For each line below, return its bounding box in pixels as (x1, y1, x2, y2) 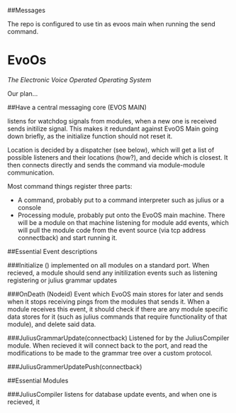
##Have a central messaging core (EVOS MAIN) (7, 103, 147, 111)
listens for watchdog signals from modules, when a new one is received (7, 116, 217, 125)
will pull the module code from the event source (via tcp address (17, 226, 206, 234)
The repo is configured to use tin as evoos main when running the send (7, 20, 216, 28)
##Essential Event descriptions (7, 247, 98, 255)
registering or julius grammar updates (7, 276, 118, 285)
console (17, 203, 41, 211)
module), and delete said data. (7, 319, 96, 329)
